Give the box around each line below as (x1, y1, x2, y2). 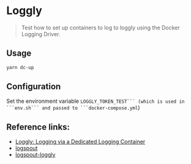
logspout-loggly (15, 151, 56, 158)
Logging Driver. (21, 30, 61, 37)
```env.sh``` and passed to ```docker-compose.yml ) (6, 104, 140, 111)
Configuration (6, 81, 61, 92)
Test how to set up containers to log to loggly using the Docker (21, 24, 181, 31)
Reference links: (6, 122, 70, 132)
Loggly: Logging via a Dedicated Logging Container (15, 138, 146, 146)
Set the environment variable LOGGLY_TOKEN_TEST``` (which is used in (6, 97, 185, 105)
